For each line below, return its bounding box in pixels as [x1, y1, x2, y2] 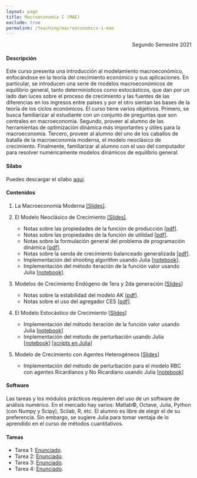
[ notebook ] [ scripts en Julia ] [23, 339, 93, 346]
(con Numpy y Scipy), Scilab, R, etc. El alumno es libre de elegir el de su [6, 407, 181, 415]
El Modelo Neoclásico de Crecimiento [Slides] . [14, 213, 128, 221]
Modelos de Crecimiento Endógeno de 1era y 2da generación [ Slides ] [14, 280, 183, 287]
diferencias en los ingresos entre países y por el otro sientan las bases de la [6, 99, 190, 106]
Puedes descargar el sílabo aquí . [6, 175, 85, 182]
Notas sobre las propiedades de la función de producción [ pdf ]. [23, 225, 178, 232]
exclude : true [6, 19, 41, 25]
